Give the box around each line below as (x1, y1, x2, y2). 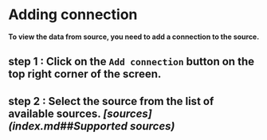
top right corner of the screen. (8, 68, 162, 81)
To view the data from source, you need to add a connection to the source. (8, 32, 260, 41)
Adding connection (8, 6, 138, 24)
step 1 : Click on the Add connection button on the (8, 55, 255, 68)
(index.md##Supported (8, 119, 128, 133)
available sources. (8, 107, 101, 120)
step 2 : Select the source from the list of (8, 94, 214, 108)
